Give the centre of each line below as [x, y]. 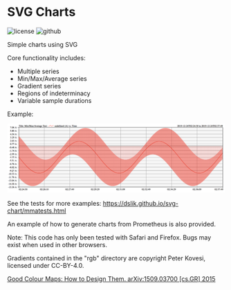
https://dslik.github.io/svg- [140, 203]
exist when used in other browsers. [57, 244]
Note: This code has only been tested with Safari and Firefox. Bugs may [109, 237]
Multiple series [38, 71]
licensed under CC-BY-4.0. [46, 265]
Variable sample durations [54, 100]
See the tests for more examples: [54, 203]
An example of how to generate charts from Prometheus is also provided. [112, 224]
